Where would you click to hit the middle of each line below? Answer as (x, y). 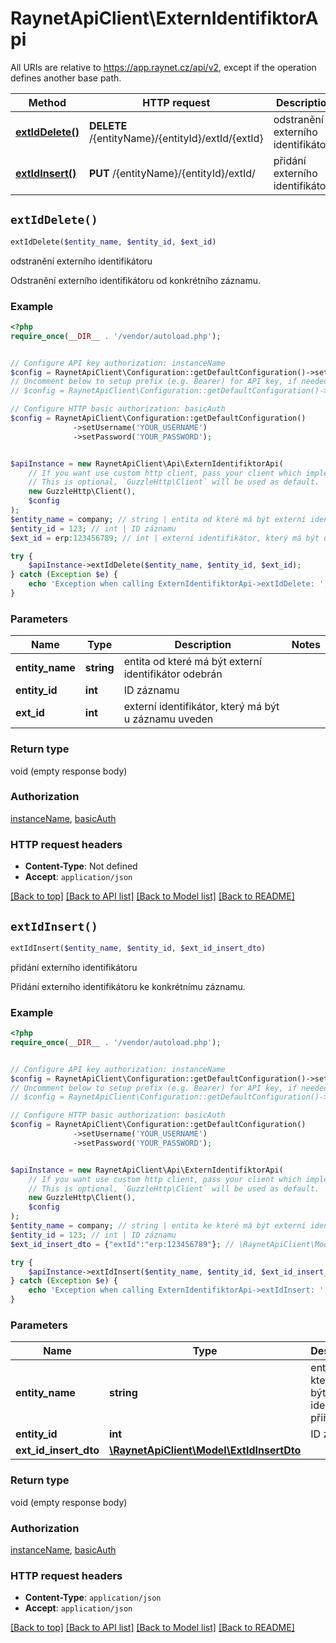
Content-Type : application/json (93, 1598)
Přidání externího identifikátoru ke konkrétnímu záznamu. (128, 986)
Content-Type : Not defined (81, 866)
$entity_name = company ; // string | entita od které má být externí (158, 519)
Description (203, 645)
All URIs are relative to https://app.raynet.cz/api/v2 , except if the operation (163, 67)
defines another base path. (66, 78)
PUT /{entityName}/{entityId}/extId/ (172, 173)
